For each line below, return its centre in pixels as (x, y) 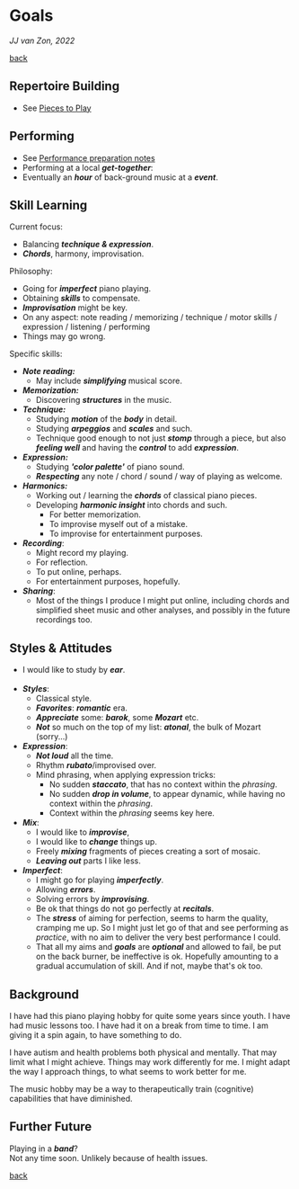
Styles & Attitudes (61, 648)
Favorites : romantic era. (82, 708)
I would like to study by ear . (74, 670)
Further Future (51, 1126)
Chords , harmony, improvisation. (83, 254)
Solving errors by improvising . (92, 899)
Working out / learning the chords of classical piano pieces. (146, 496)
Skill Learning (48, 205)
